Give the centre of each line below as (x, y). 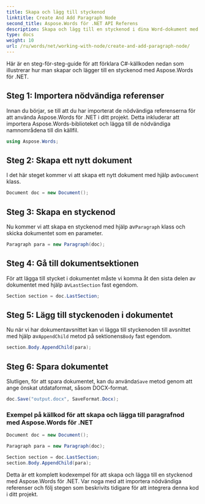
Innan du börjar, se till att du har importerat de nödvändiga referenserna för (101, 110)
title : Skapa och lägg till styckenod (56, 12)
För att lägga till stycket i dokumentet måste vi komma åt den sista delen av (101, 278)
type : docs (20, 35)
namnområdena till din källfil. (43, 130)
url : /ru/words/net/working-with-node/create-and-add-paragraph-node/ (98, 47)
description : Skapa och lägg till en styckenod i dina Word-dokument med (102, 29)
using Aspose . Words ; (33, 141)
